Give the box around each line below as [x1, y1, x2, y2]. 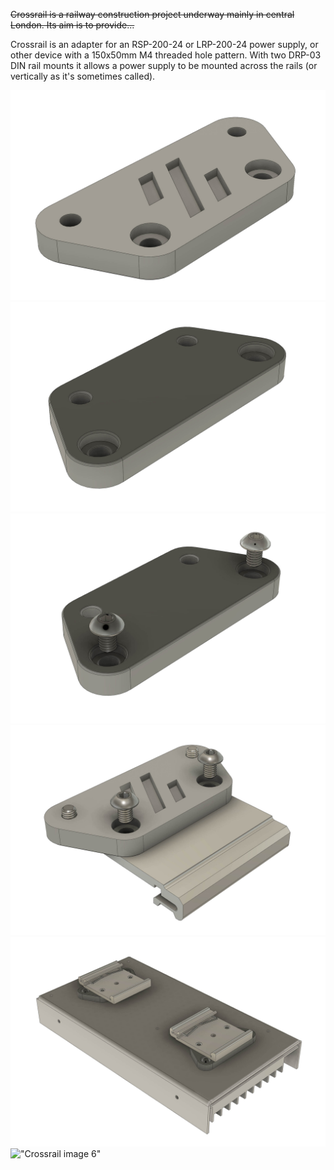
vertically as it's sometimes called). [10, 70, 156, 82]
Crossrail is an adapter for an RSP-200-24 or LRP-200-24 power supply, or [10, 39, 319, 50]
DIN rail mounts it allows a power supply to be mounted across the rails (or [10, 60, 318, 71]
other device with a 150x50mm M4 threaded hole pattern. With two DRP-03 [10, 49, 322, 61]
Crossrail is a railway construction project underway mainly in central [10, 9, 295, 20]
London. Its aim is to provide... [10, 19, 135, 31]
